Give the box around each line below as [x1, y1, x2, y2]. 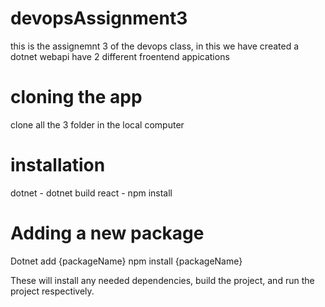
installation [10, 154, 106, 177]
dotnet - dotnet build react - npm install [10, 187, 173, 199]
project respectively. [10, 285, 95, 297]
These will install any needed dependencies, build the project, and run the [10, 274, 315, 286]
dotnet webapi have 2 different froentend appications [10, 50, 230, 62]
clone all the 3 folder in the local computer [10, 118, 185, 131]
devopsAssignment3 [10, 7, 188, 30]
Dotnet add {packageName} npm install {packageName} [10, 255, 243, 267]
